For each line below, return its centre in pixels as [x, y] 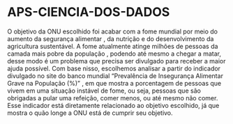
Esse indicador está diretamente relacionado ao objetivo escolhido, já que [113, 105]
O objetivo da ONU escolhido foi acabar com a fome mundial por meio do [113, 31]
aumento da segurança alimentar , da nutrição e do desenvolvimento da [111, 38]
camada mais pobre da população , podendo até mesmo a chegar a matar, [114, 54]
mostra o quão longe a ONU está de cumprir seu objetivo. [90, 113]
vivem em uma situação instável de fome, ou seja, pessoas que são [104, 91]
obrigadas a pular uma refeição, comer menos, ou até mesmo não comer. [113, 98]
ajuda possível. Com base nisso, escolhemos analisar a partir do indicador [114, 68]
